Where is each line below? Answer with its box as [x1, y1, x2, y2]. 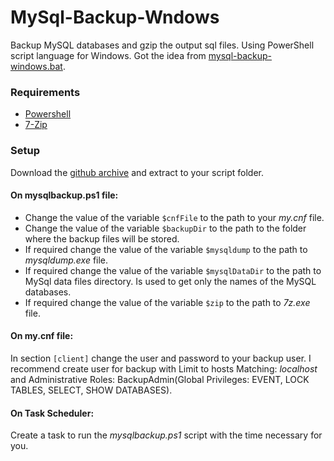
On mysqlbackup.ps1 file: [10, 189, 119, 201]
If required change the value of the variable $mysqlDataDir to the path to [24, 264, 322, 276]
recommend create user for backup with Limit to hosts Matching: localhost [10, 362, 318, 375]
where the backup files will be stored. [24, 232, 180, 245]
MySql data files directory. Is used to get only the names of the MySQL [24, 275, 317, 287]
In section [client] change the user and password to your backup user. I [10, 352, 312, 364]
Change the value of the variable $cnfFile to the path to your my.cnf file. [24, 211, 325, 223]
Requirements [10, 85, 81, 99]
